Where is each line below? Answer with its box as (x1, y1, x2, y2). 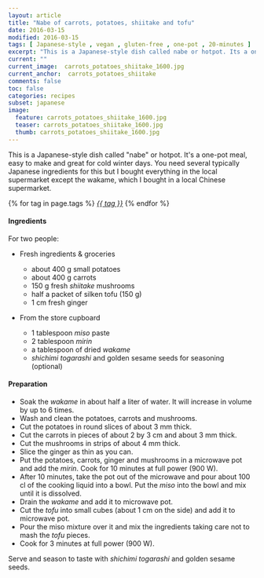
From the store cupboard (19, 313, 101, 322)
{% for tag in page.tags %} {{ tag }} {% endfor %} (8, 198, 170, 208)
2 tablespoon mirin (31, 336, 93, 346)
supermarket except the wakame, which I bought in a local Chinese (8, 174, 226, 185)
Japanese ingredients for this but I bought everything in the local (8, 166, 218, 176)
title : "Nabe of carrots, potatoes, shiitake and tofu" (8, 19, 195, 27)
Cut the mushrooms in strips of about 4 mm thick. (19, 439, 181, 448)
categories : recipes (8, 92, 76, 100)
